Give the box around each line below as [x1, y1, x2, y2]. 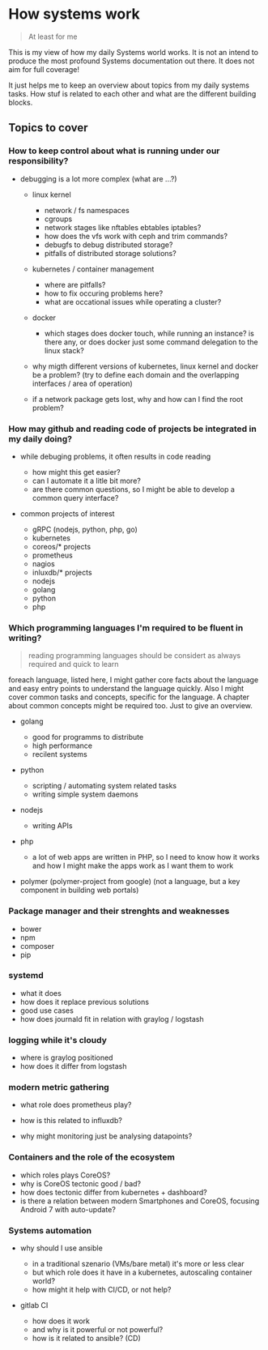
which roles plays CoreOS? [19, 1170, 111, 1180]
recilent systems [32, 750, 87, 759]
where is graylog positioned [19, 1053, 113, 1062]
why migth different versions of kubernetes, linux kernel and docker [32, 361, 259, 371]
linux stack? [44, 345, 85, 355]
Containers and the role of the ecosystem [8, 1151, 176, 1163]
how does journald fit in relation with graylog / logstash [19, 1014, 204, 1023]
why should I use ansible [19, 1243, 103, 1253]
